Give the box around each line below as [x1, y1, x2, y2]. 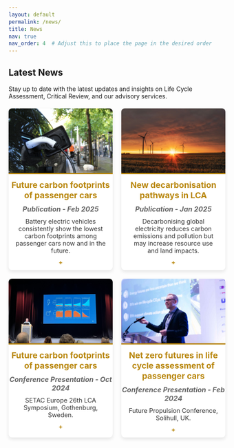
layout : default [8, 11, 55, 18]
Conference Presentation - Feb [121, 385, 225, 394]
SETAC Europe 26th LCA [25, 396, 96, 404]
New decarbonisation [130, 179, 217, 191]
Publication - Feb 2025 [22, 204, 99, 213]
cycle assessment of [131, 360, 215, 371]
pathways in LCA [139, 189, 208, 201]
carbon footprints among [24, 231, 98, 240]
